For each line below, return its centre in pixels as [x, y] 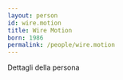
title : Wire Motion [40, 30]
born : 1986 [26, 38]
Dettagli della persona [44, 67]
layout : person [33, 15]
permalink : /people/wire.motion [61, 45]
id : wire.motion [34, 23]
